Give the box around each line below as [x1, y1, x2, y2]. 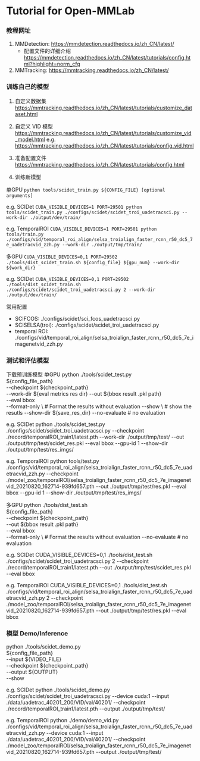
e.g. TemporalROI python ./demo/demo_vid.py [6, 717, 119, 724]
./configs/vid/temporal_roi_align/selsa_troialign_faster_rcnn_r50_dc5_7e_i [14, 334, 194, 341]
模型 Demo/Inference [6, 630, 68, 637]
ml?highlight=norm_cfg [23, 61, 80, 68]
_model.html [14, 136, 45, 143]
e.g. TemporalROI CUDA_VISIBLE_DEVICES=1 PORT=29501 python [6, 225, 157, 232]
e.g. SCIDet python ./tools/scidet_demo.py [6, 686, 110, 694]
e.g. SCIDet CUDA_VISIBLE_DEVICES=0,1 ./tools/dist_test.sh [6, 552, 153, 559]
